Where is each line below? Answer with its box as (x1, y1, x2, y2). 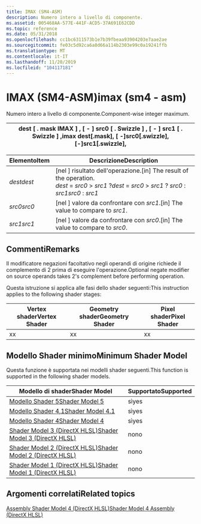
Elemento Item (9, 157, 50, 165)
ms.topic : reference (6, 25, 58, 32)
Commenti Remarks (6, 244, 80, 254)
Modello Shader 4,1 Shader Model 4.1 (9, 406, 115, 415)
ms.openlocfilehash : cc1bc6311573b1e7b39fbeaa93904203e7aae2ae (6, 37, 167, 43)
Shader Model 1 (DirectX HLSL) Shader (9, 460, 118, 469)
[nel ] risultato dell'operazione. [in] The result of (55, 166, 189, 175)
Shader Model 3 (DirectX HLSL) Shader (9, 426, 118, 435)
